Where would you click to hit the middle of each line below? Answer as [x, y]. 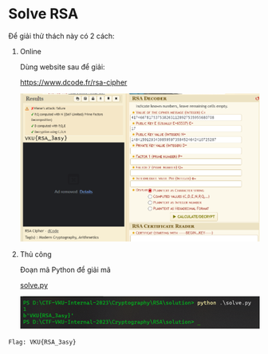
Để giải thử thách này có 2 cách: [61, 36]
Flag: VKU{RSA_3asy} [43, 342]
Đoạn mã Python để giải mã [65, 270]
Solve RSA [43, 14]
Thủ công [35, 254]
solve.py [33, 285]
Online [30, 51]
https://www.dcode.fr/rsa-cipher [73, 82]
